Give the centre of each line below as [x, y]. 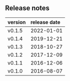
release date [45, 22]
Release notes [27, 8]
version [17, 22]
